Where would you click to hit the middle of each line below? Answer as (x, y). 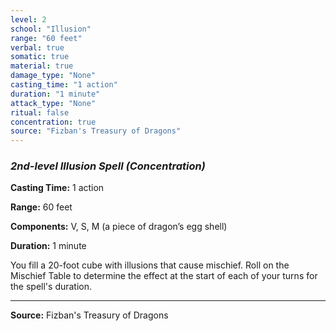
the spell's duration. (51, 287)
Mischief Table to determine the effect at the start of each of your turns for (164, 276)
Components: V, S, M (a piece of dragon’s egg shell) (119, 227)
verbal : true (37, 47)
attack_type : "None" (53, 103)
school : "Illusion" (51, 29)
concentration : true (53, 122)
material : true (42, 66)
